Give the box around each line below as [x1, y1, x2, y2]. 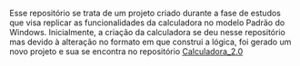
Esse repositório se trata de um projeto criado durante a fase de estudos [9, 8, 282, 18]
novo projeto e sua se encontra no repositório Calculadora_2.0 [9, 46, 244, 57]
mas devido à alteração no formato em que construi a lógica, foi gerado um [9, 36, 292, 47]
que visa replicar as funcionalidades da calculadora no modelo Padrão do [9, 17, 285, 28]
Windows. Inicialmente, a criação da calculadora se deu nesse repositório [9, 27, 286, 37]
